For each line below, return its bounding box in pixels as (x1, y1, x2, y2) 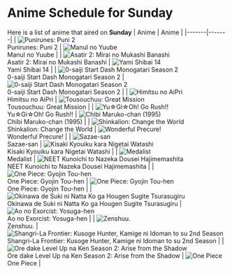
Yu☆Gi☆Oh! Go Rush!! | (7, 110, 78, 118)
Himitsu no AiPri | (7, 95, 57, 103)
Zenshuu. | (7, 221, 38, 230)
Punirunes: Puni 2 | (7, 43, 62, 51)
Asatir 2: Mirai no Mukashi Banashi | (7, 57, 110, 66)
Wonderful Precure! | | (7, 132, 71, 141)
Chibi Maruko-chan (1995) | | (7, 117, 91, 125)
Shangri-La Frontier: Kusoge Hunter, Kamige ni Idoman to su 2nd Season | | (7, 236, 224, 245)
